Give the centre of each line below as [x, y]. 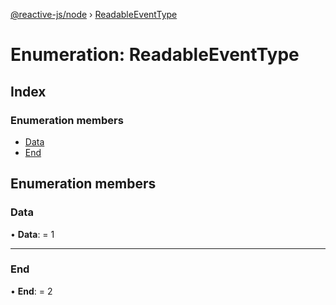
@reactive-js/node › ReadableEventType [94, 14]
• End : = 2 [31, 291]
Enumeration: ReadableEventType [155, 55]
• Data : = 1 [32, 234]
